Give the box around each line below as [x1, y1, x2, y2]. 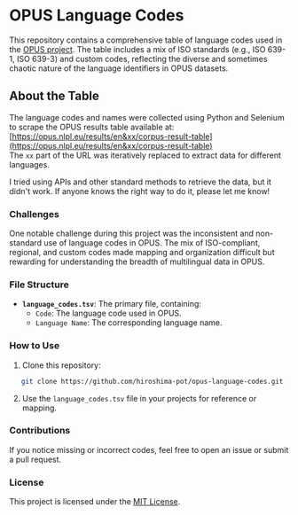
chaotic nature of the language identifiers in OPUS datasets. [9, 63, 229, 74]
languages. [9, 159, 51, 169]
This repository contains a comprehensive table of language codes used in [9, 35, 283, 45]
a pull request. [9, 454, 62, 464]
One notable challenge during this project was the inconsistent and [9, 228, 255, 239]
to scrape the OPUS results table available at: [9, 121, 175, 132]
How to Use [9, 339, 60, 352]
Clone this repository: [21, 360, 101, 371]
